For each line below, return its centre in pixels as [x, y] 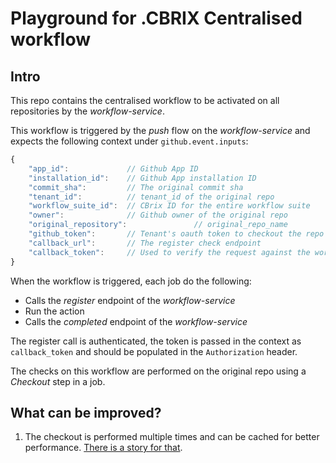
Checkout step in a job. [58, 381]
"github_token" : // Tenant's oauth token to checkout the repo [176, 234]
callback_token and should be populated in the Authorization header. [154, 351]
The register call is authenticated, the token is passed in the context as [156, 341]
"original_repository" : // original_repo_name [158, 225]
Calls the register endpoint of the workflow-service [130, 300]
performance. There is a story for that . [103, 448]
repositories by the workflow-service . [87, 111]
